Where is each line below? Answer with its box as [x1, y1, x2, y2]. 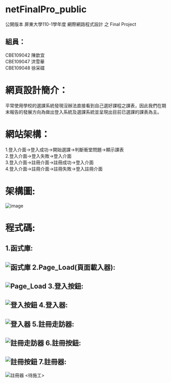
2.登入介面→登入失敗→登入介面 [5, 153, 72, 159]
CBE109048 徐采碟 [5, 65, 45, 71]
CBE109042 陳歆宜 [5, 52, 45, 58]
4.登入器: [38, 301, 68, 309]
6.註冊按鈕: [45, 339, 82, 348]
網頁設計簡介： [5, 84, 68, 96]
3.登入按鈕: [47, 282, 84, 291]
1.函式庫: [5, 244, 33, 253]
